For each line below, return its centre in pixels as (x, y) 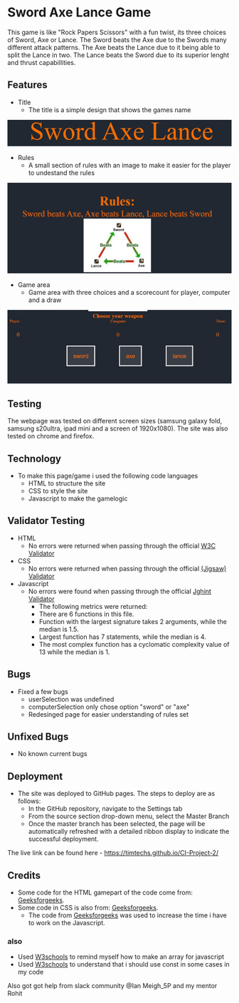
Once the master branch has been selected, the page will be (117, 824)
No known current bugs (52, 754)
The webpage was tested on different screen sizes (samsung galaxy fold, (115, 421)
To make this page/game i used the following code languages (108, 475)
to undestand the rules (61, 173)
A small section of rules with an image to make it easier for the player (129, 166)
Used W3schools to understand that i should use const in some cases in (123, 964)
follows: (29, 801)
